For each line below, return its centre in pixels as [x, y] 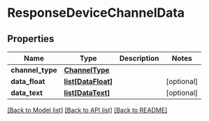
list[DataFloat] [88, 81]
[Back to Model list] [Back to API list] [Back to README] [87, 110]
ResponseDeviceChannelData [96, 13]
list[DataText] [87, 93]
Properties [31, 39]
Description [139, 58]
